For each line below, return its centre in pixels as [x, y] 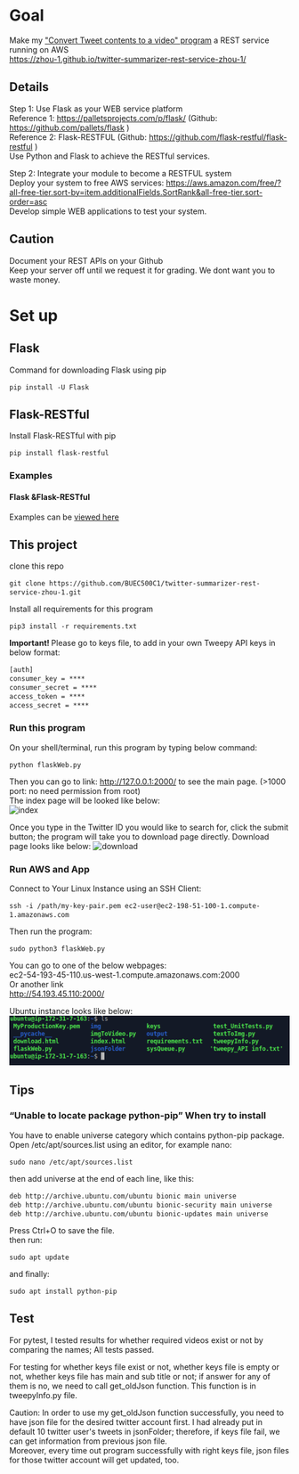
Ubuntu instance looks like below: [71, 1011]
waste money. [35, 279]
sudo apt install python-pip [63, 1291]
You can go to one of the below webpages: [88, 965]
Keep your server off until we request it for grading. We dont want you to [142, 270]
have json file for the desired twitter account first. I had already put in [136, 1421]
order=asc [28, 201]
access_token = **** [48, 697]
